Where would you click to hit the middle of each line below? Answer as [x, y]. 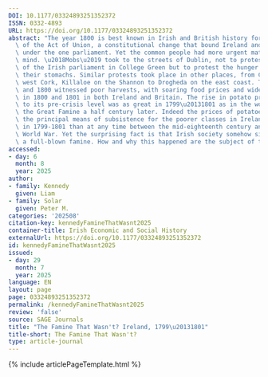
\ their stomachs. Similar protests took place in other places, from [135, 75]
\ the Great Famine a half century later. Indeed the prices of [124, 112]
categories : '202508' [44, 216]
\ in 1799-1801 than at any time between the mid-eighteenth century [133, 127]
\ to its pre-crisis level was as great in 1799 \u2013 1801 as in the [133, 104]
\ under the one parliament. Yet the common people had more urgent [132, 53]
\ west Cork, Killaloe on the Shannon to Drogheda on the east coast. [135, 82]
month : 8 [30, 164]
